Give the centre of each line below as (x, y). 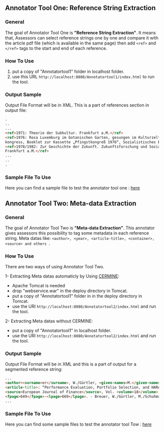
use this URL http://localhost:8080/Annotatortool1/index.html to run (83, 76)
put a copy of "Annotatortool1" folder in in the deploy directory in (77, 296)
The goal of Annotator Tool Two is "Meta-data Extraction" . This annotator (80, 228)
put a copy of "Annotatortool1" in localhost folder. (61, 331)
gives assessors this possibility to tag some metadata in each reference (77, 233)
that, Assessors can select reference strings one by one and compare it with (82, 38)
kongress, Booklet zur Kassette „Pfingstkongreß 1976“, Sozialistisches (81, 142)
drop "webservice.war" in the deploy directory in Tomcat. (70, 291)
